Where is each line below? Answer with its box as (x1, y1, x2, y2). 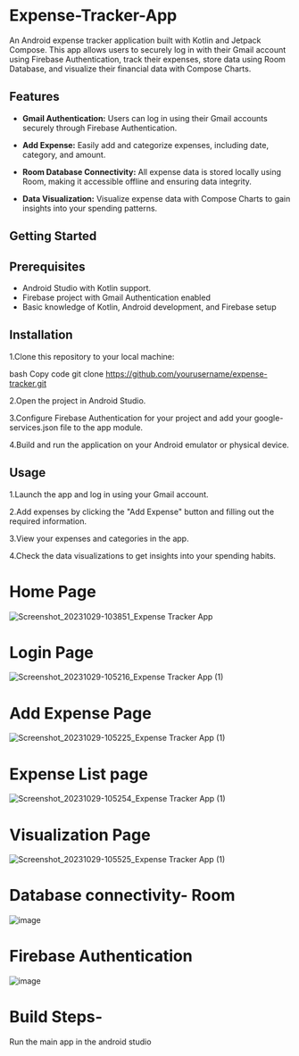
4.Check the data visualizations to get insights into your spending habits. (9, 550, 277, 561)
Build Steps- (9, 1007, 103, 1027)
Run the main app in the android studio (9, 1036, 152, 1047)
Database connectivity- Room (9, 886, 236, 906)
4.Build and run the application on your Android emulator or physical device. (9, 439, 290, 450)
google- (253, 412, 284, 423)
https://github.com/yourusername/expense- (105, 368, 268, 379)
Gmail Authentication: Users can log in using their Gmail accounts (21, 112, 268, 123)
